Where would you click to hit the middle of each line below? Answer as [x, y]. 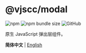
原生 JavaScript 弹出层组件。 [35, 34]
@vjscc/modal [36, 9]
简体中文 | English [24, 45]
